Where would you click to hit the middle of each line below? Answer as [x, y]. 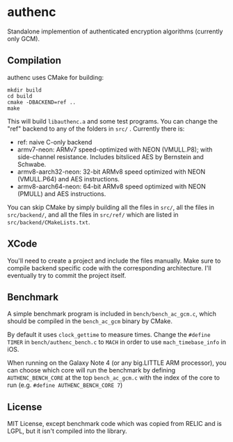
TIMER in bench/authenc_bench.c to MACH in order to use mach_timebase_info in [116, 342]
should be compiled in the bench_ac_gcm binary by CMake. [90, 321]
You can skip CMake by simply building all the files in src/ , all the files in [111, 207]
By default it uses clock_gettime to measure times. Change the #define [109, 335]
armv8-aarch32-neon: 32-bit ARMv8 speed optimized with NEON [111, 172]
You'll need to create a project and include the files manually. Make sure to [114, 261]
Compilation [34, 61]
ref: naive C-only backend [55, 142]
